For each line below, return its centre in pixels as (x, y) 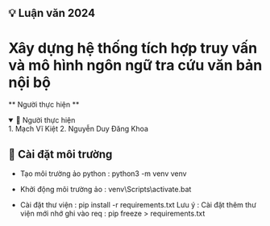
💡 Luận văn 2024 (52, 13)
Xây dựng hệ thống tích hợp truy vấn (133, 48)
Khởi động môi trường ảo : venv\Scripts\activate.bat (106, 190)
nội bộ (29, 82)
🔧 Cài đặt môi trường (60, 154)
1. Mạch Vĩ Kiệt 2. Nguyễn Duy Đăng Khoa (79, 129)
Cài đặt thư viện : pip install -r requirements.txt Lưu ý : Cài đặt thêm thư (138, 205)
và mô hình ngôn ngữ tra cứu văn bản (135, 65)
